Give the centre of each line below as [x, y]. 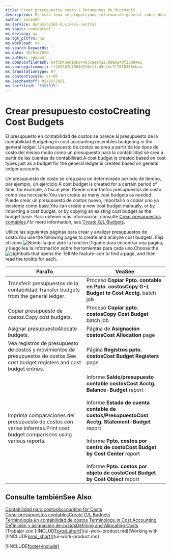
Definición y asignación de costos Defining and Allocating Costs [72, 525]
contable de [101, 409]
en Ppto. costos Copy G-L [118, 286]
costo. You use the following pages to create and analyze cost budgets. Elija [84, 237]
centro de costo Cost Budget [121, 447]
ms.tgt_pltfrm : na [25, 39]
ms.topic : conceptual [28, 29]
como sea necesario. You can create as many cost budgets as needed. [79, 195]
